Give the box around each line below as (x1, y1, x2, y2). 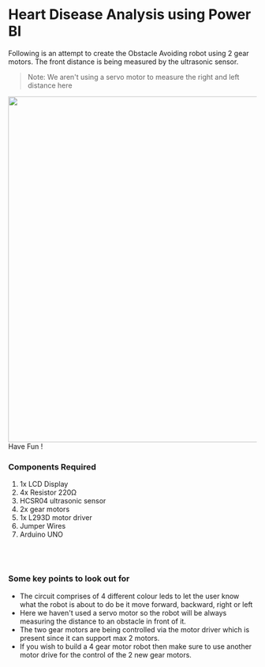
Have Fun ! (8, 441, 43, 451)
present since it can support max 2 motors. (19, 633, 160, 643)
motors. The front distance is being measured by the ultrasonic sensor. (8, 57, 239, 66)
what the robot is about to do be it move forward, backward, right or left (19, 599, 253, 609)
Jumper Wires (19, 522, 66, 531)
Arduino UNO (19, 529, 64, 539)
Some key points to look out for (8, 573, 130, 584)
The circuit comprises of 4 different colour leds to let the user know (19, 591, 240, 601)
